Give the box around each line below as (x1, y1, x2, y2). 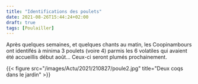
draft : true (6, 19, 36, 25)
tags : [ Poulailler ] (6, 25, 55, 31)
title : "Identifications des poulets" (6, 8, 102, 15)
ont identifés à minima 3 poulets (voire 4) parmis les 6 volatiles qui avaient (6, 48, 188, 55)
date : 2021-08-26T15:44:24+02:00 (6, 14, 89, 20)
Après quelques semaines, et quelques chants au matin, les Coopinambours (6, 41, 192, 48)
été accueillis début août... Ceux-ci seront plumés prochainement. (6, 53, 167, 61)
